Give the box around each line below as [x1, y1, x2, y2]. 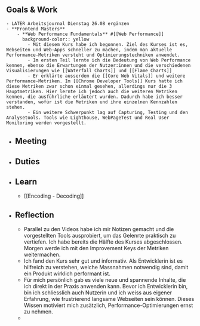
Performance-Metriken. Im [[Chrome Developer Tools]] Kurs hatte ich [6, 78, 183, 84]
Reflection [14, 210, 55, 220]
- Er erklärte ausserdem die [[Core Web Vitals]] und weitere [27, 73, 186, 79]
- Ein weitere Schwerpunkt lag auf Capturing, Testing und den [27, 109, 188, 115]
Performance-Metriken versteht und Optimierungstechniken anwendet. [6, 52, 180, 58]
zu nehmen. [23, 308, 53, 315]
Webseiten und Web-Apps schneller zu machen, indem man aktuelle [6, 47, 172, 53]
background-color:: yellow [21, 36, 90, 42]
